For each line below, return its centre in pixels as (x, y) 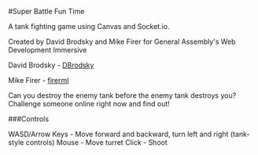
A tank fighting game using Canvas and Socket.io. (89, 26)
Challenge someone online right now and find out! (89, 104)
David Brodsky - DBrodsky (51, 65)
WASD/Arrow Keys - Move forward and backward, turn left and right (118, 134)
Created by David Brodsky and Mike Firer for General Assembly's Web (122, 41)
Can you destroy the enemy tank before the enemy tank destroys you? (122, 96)
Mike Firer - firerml (39, 80)
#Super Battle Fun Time (46, 11)
